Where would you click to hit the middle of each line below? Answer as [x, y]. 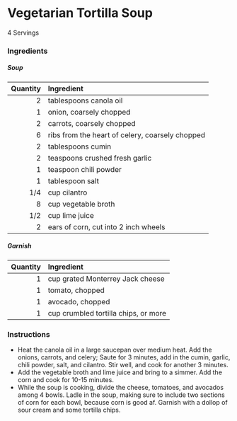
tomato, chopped [76, 290]
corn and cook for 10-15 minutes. [66, 380]
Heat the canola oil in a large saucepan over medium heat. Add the [115, 350]
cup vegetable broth [81, 204]
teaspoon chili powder [85, 169]
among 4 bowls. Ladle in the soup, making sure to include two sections [121, 395]
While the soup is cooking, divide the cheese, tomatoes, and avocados [121, 388]
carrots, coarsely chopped [92, 123]
